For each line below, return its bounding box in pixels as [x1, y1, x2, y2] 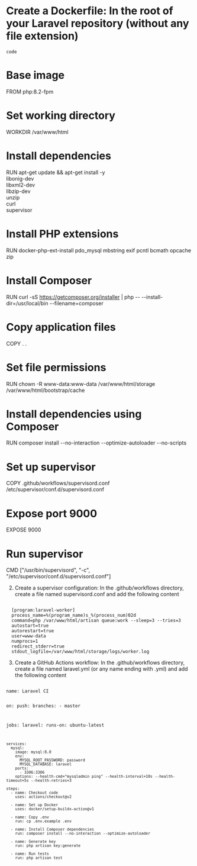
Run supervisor [6, 547, 83, 561]
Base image [6, 69, 65, 82]
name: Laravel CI [6, 688, 49, 694]
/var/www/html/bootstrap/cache [6, 387, 85, 394]
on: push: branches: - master [6, 703, 81, 709]
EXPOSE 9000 [6, 526, 41, 533]
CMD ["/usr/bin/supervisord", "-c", [6, 566, 91, 574]
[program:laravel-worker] [11, 607, 76, 613]
